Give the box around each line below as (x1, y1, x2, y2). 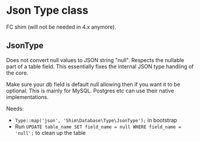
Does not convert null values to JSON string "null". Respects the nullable (6, 56, 184, 63)
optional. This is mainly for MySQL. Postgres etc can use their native (6, 87, 174, 94)
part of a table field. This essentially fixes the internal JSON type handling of (6, 63, 194, 70)
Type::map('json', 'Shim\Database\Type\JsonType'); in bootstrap (14, 116, 177, 124)
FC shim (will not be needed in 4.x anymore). (6, 23, 116, 30)
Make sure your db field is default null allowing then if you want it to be (6, 81, 180, 88)
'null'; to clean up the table (14, 129, 86, 136)
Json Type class (6, 4, 88, 17)
